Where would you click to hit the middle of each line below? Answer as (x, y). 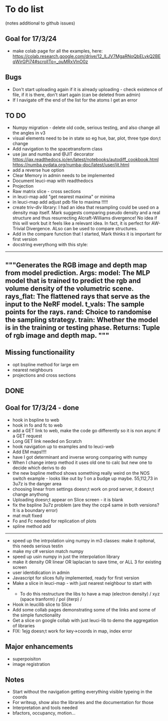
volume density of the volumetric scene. (69, 288)
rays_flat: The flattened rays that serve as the (77, 296)
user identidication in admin (41, 572)
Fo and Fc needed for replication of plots (54, 521)
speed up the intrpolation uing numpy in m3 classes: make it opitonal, (84, 540)
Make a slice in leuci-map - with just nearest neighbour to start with (82, 583)
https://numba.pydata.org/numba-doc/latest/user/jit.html (71, 165)
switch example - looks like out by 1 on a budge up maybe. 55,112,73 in (85, 478)
